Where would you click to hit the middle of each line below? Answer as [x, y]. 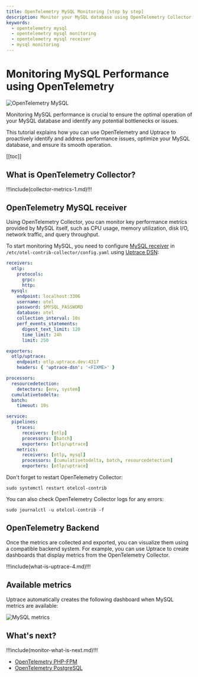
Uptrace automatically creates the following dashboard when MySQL [90, 599]
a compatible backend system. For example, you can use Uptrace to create [98, 548]
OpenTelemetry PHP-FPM [46, 662]
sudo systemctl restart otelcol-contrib [57, 488]
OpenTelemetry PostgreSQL [48, 668]
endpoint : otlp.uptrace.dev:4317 [58, 362]
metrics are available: [32, 605]
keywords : [18, 23]
